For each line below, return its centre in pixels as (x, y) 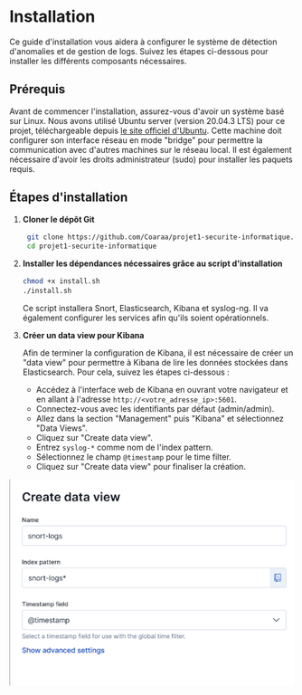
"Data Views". (61, 428)
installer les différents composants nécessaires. (98, 61)
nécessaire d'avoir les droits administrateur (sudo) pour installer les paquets (151, 159)
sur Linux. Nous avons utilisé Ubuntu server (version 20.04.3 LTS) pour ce (147, 120)
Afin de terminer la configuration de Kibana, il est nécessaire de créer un (158, 353)
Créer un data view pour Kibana (83, 336)
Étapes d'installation (69, 198)
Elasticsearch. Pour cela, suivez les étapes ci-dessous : (126, 372)
